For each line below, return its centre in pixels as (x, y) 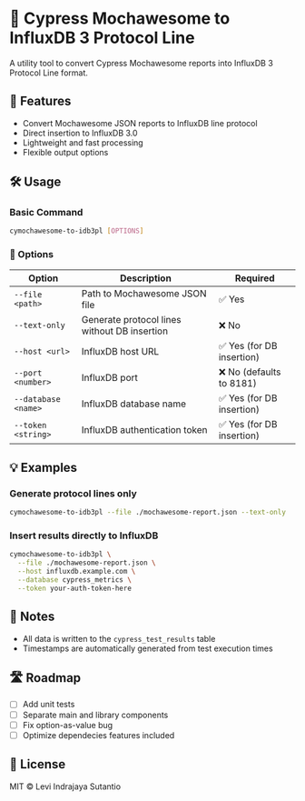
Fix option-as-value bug (68, 725)
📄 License (38, 764)
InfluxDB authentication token (144, 429)
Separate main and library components (95, 715)
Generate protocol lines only (74, 493)
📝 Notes (32, 617)
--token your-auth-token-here (74, 588)
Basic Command (46, 213)
